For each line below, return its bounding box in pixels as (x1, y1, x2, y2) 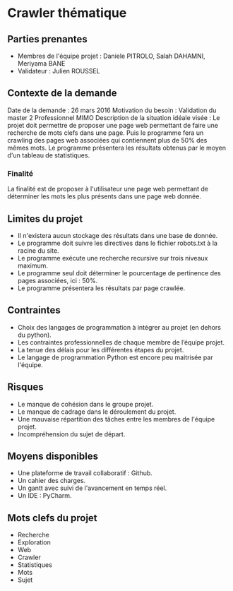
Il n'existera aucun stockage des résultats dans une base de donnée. (17, 231, 218, 239)
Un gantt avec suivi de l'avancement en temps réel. (17, 484, 167, 492)
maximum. (17, 261, 48, 270)
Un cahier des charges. (17, 477, 86, 485)
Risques (7, 381, 44, 393)
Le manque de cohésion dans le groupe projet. (17, 400, 154, 408)
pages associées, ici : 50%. (17, 276, 98, 285)
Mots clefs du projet (7, 512, 97, 524)
